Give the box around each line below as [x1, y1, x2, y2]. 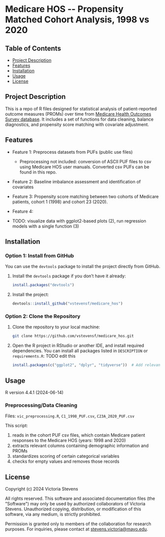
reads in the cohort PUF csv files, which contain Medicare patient [12, 432, 145, 438]
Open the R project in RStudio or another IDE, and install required [12, 343, 144, 349]
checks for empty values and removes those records [12, 458, 120, 464]
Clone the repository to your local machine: [12, 324, 100, 330]
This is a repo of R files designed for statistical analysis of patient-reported [5, 105, 157, 112]
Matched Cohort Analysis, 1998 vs [5, 14, 149, 25]
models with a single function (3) [12, 223, 79, 229]
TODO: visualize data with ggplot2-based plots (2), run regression [12, 218, 146, 224]
